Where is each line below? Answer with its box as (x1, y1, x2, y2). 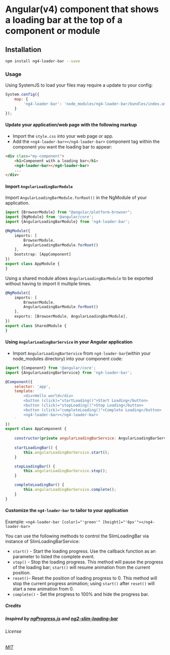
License (5, 628, 22, 634)
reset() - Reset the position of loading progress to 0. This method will (12, 575, 158, 581)
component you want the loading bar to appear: (12, 143, 112, 150)
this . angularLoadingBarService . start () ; (23, 450, 110, 455)
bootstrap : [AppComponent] (14, 252, 71, 257)
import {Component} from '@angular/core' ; (5, 365, 96, 370)
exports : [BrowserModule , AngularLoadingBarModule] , (14, 314, 128, 319)
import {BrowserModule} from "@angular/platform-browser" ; (5, 210, 133, 215)
